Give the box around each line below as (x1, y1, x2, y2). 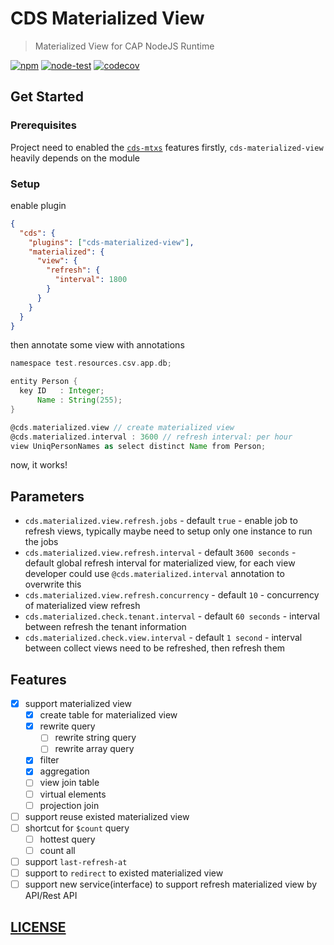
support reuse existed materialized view (24, 810, 190, 822)
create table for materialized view (39, 709, 178, 721)
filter (39, 754, 60, 766)
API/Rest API (24, 890, 78, 902)
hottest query (39, 833, 96, 845)
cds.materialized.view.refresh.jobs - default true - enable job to (24, 515, 298, 527)
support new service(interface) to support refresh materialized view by (24, 878, 318, 891)
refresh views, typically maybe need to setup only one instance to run (24, 525, 313, 537)
